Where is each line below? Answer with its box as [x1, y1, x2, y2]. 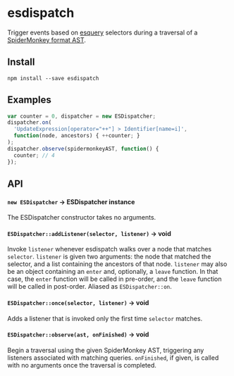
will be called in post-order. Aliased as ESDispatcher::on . [7, 282, 173, 291]
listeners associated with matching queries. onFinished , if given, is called [7, 353, 219, 362]
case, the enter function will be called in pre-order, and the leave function [7, 275, 222, 283]
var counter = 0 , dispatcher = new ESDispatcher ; [7, 113, 156, 120]
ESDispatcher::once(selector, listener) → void [7, 298, 149, 307]
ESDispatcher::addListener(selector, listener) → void [7, 229, 171, 237]
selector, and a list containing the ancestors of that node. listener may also [7, 260, 228, 268]
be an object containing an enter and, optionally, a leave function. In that [7, 268, 218, 276]
